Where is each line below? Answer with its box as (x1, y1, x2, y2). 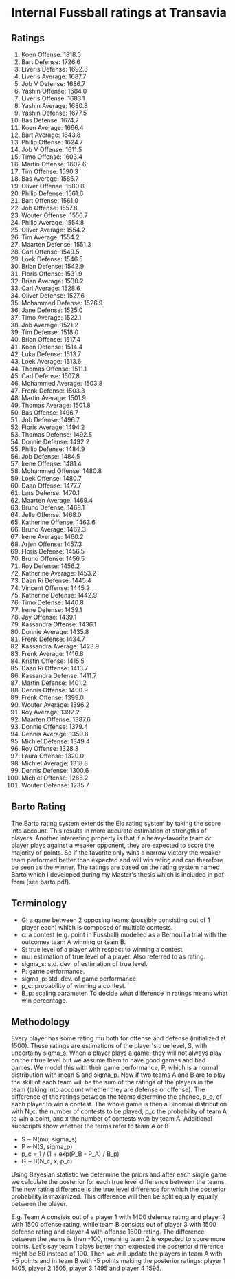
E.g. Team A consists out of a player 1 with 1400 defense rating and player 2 (11, 1213, 226, 1221)
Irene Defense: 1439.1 (21, 606, 82, 613)
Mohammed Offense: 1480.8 (21, 467, 102, 475)
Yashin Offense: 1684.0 (21, 87, 87, 95)
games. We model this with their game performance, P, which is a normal (11, 1064, 219, 1072)
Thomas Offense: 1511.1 (21, 364, 87, 373)
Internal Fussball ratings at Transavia (11, 5, 227, 21)
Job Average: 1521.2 (21, 321, 78, 329)
